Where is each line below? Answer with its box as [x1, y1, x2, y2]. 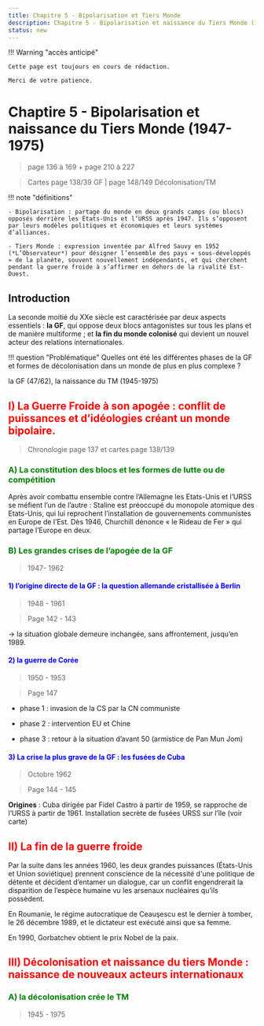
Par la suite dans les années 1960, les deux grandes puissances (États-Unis [8, 860, 253, 870]
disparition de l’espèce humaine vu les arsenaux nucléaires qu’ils [8, 885, 218, 895]
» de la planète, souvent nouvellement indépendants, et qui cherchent [8, 257, 247, 265]
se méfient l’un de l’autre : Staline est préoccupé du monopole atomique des [8, 501, 255, 510]
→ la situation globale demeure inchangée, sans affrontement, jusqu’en [8, 629, 238, 639]
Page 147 [27, 688, 57, 698]
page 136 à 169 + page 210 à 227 [27, 162, 135, 172]
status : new [8, 26, 47, 34]
